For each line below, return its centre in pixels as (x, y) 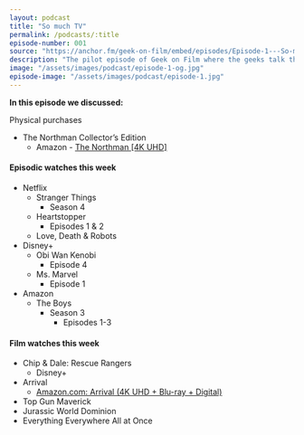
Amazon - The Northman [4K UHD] (101, 147)
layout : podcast (40, 18)
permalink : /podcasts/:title (64, 34)
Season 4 (67, 207)
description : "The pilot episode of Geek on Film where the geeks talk (147, 60)
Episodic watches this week (63, 167)
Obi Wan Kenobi (66, 255)
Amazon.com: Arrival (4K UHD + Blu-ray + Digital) (129, 392)
